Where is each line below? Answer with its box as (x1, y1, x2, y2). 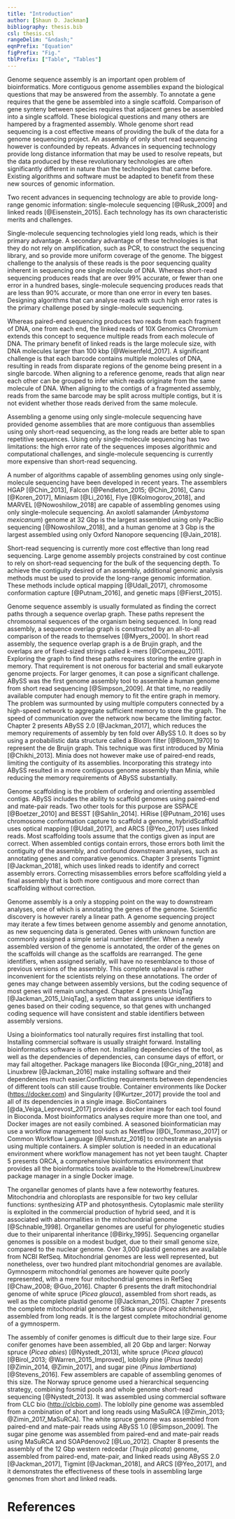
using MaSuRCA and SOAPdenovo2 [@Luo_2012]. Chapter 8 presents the (7, 1437, 220, 1445)
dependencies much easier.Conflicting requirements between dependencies (7, 1075, 227, 1083)
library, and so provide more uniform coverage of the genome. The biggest (7, 251, 223, 259)
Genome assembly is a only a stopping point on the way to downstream (7, 897, 213, 906)
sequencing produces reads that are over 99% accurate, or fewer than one (7, 273, 224, 282)
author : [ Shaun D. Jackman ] (7, 17, 90, 24)
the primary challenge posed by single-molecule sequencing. (7, 303, 184, 312)
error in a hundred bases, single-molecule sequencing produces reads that (7, 281, 224, 290)
